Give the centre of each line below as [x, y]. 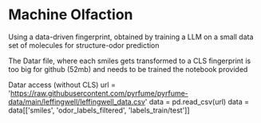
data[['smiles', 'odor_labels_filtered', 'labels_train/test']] [99, 110]
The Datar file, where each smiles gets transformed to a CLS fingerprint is [130, 61]
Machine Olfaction [71, 15]
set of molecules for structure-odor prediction [84, 45]
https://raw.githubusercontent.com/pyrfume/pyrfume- [100, 93]
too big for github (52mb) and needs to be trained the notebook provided [128, 69]
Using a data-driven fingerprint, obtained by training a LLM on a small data [131, 37]
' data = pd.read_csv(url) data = [197, 101]
